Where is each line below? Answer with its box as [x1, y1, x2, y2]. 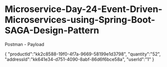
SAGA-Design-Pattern [5, 25, 99, 36]
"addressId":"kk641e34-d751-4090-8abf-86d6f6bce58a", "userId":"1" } [5, 56, 154, 62]
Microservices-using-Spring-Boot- [5, 14, 155, 25]
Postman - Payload [5, 41, 44, 47]
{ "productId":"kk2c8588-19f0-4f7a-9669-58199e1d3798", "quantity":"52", [5, 51, 161, 57]
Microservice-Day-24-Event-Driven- [5, 3, 162, 15]
